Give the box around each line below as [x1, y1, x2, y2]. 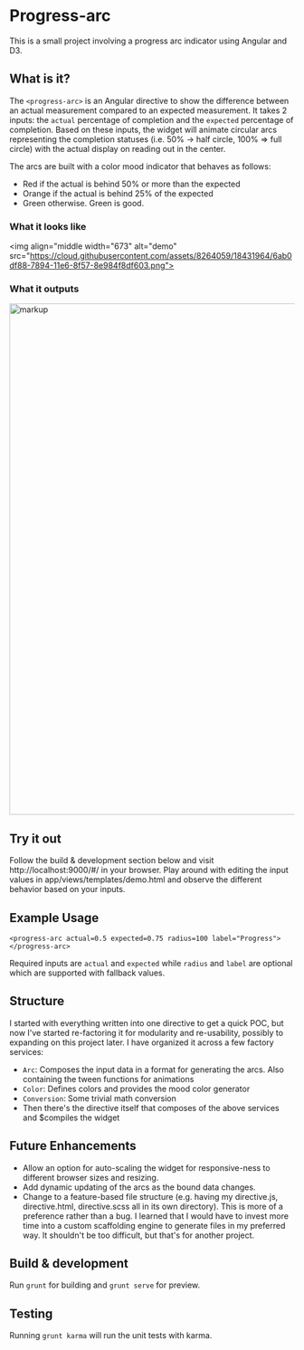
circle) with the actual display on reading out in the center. [9, 143, 226, 154]
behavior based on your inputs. [9, 884, 126, 895]
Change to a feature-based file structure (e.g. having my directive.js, [22, 1191, 279, 1202]
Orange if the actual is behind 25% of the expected [22, 187, 214, 199]
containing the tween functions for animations [22, 1073, 195, 1084]
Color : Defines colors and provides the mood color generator [22, 1083, 251, 1094]
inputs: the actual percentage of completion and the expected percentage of [9, 114, 294, 125]
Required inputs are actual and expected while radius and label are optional [9, 957, 293, 968]
